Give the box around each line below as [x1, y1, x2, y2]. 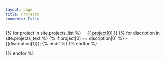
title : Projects [5, 12, 39, 17]
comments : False [5, 16, 39, 21]
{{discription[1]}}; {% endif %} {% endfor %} [5, 41, 97, 47]
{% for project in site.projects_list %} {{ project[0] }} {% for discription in [5, 30, 160, 36]
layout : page [5, 7, 33, 12]
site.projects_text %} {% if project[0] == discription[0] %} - [5, 35, 128, 41]
